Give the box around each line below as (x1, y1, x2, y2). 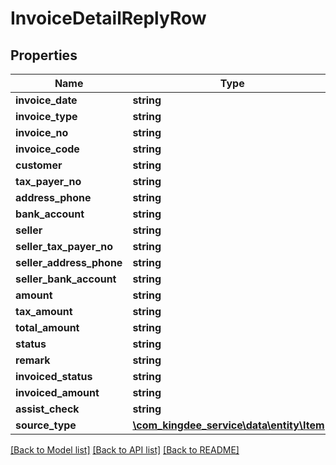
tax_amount (15, 305, 73, 318)
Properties (10, 47, 78, 64)
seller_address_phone (15, 256, 123, 269)
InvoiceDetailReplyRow (10, 7, 207, 30)
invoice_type (15, 110, 78, 123)
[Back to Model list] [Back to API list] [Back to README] (10, 444, 240, 456)
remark (15, 353, 51, 367)
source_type (15, 418, 77, 432)
